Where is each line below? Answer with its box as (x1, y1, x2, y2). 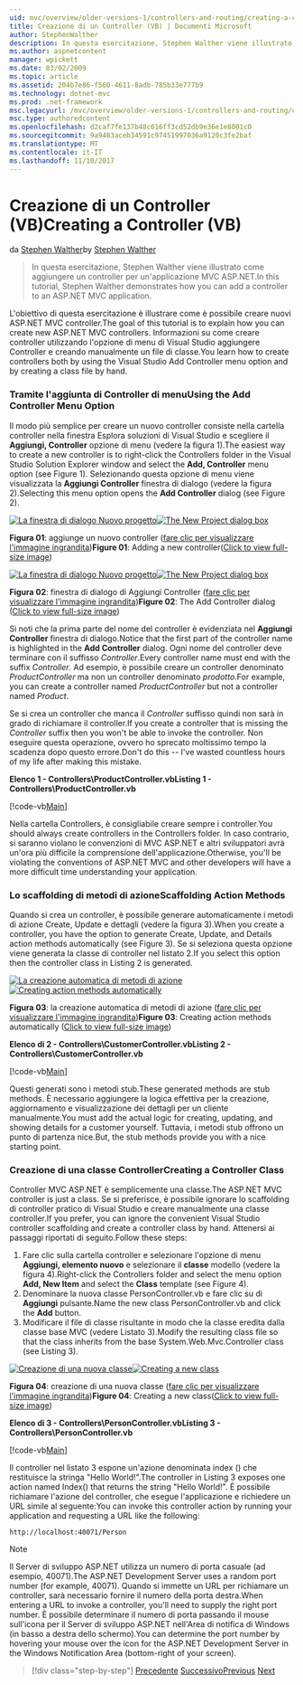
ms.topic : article (9, 72, 78, 81)
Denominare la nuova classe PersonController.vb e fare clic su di (22, 1288, 263, 1299)
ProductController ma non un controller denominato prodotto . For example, (9, 671, 286, 682)
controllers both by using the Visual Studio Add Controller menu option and (9, 356, 289, 367)
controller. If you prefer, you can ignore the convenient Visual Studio (9, 1213, 261, 1224)
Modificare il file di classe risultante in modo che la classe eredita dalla (22, 1317, 286, 1328)
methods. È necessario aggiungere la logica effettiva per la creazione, (9, 1093, 270, 1104)
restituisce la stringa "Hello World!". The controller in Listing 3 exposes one (9, 1472, 286, 1483)
